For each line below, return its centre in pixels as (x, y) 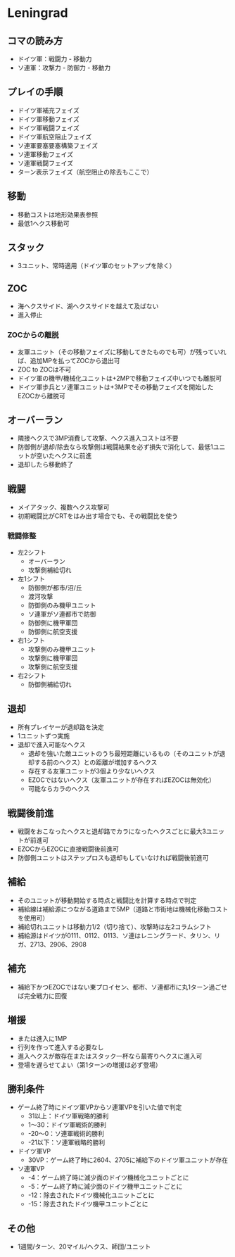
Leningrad (38, 13)
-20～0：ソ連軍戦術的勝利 (66, 1134)
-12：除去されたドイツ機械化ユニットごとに (91, 1195)
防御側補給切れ (50, 685)
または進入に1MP (42, 1038)
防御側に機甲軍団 (53, 623)
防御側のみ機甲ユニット (62, 605)
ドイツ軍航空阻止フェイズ (55, 137)
